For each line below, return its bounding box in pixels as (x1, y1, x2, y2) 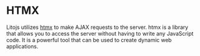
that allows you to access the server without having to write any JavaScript (6, 30, 194, 37)
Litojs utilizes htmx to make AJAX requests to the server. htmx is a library (6, 23, 188, 31)
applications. (6, 43, 38, 50)
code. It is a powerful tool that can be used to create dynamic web (6, 36, 172, 43)
